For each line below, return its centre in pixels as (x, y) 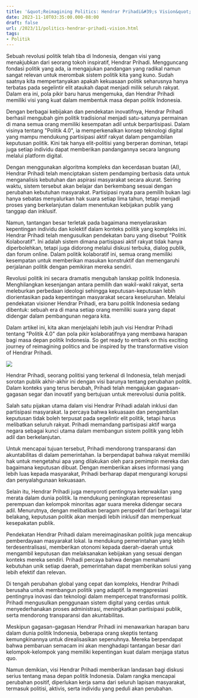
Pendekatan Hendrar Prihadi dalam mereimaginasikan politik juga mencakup (99, 534)
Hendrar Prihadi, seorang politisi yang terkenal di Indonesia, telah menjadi (96, 375)
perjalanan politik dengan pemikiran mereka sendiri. (69, 267)
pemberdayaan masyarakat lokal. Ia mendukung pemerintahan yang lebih (95, 541)
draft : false (22, 23)
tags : (13, 34)
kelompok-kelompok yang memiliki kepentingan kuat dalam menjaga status (98, 652)
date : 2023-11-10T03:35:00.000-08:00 (53, 17)
